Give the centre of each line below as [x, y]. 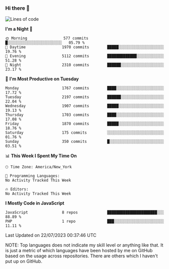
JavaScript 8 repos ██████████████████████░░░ [85, 213]
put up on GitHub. [24, 261]
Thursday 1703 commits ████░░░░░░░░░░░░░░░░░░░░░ [85, 115]
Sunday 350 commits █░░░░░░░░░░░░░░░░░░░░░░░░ [85, 142]
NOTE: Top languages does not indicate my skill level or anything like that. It [84, 245]
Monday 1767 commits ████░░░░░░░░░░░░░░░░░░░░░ [85, 88]
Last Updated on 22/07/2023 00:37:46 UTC [51, 235]
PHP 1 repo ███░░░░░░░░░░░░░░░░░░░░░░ [85, 221]
